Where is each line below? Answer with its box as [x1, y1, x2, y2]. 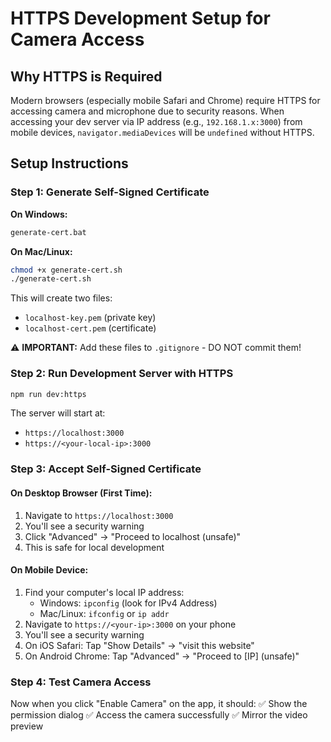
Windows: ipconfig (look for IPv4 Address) [39, 597, 218, 609]
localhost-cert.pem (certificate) [24, 322, 157, 334]
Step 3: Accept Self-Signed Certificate [10, 462, 202, 476]
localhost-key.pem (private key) [24, 312, 157, 324]
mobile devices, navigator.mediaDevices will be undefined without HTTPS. [10, 127, 315, 138]
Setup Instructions [10, 155, 129, 172]
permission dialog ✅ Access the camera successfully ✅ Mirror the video [10, 709, 308, 721]
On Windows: [10, 208, 68, 220]
